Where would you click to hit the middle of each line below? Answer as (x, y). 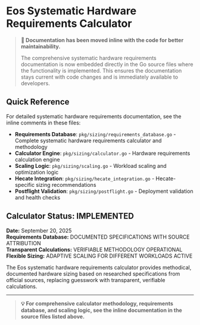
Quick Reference (38, 102)
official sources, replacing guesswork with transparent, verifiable (86, 280)
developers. (35, 83)
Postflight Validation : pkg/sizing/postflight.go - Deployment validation (104, 191)
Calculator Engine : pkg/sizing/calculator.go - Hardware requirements (102, 153)
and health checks (37, 197)
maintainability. (40, 46)
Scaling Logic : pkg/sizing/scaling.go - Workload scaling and (90, 165)
